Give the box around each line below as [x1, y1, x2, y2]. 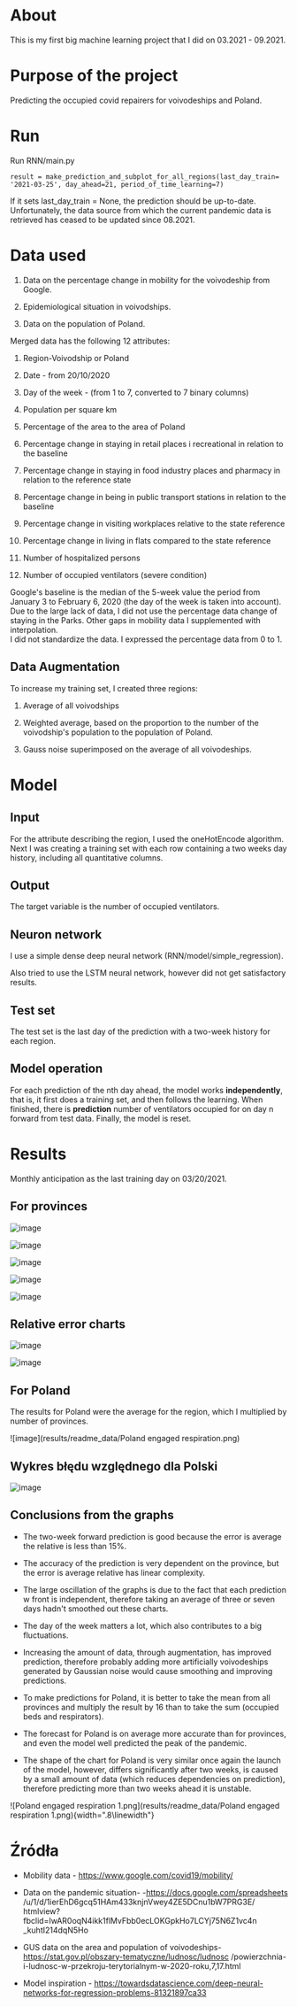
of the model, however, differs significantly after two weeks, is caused [22, 1764, 278, 1775]
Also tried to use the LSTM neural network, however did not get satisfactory [10, 968, 286, 978]
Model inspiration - [22, 1978, 93, 1988]
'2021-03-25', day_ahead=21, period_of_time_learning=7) [10, 180, 225, 189]
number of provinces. [10, 1416, 89, 1426]
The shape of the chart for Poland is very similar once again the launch [22, 1755, 282, 1765]
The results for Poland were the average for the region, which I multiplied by [10, 1407, 287, 1417]
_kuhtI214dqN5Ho [22, 1925, 89, 1935]
